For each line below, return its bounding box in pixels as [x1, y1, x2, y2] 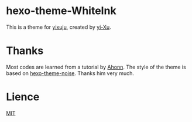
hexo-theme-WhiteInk [6, 4, 116, 18]
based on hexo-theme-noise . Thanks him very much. [6, 69, 135, 77]
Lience [6, 90, 40, 104]
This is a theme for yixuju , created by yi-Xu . [6, 23, 111, 30]
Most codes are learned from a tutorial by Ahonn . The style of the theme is [6, 63, 186, 70]
